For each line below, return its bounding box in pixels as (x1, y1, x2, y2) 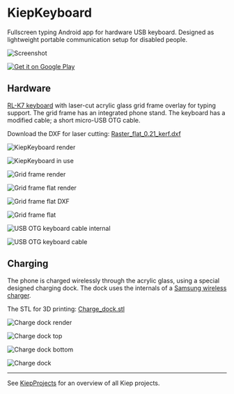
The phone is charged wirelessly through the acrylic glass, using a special (7, 276, 220, 285)
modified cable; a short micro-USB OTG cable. (7, 116, 141, 124)
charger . (7, 291, 31, 299)
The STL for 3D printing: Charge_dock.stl (7, 305, 125, 313)
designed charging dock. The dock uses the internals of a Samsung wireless (7, 284, 227, 292)
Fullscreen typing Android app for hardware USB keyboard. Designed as (7, 28, 214, 36)
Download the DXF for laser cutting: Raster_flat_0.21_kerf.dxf (7, 129, 181, 137)
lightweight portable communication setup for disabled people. (7, 35, 188, 43)
